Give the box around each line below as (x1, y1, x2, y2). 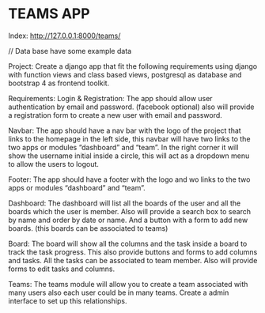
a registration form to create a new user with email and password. (8, 110, 223, 119)
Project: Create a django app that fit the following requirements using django (8, 61, 258, 71)
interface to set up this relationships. (8, 296, 128, 305)
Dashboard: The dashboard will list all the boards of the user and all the (8, 198, 241, 208)
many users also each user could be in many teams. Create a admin (8, 288, 229, 297)
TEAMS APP (8, 5, 90, 23)
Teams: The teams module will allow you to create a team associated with (8, 279, 248, 288)
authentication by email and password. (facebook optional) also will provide (8, 102, 255, 111)
